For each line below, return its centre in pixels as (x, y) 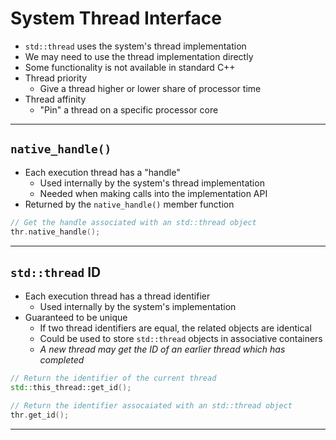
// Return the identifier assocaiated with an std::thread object (151, 406)
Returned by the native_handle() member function (129, 204)
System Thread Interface (116, 18)
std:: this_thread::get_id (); (71, 388)
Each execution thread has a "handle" (102, 172)
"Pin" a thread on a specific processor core (129, 109)
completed (62, 360)
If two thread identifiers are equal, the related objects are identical (175, 328)
